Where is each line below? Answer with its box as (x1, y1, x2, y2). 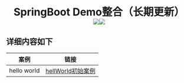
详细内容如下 (6, 36, 53, 47)
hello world (9, 67, 40, 74)
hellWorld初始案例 (45, 67, 96, 75)
